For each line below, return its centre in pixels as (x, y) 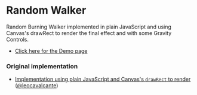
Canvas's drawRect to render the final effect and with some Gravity (89, 33)
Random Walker (46, 10)
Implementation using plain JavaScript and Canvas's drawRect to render (103, 79)
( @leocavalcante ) (36, 85)
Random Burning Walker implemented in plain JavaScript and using (89, 27)
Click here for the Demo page (51, 50)
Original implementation (42, 66)
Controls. (17, 39)
